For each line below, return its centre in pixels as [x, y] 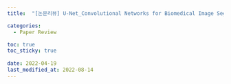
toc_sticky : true [32, 51]
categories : [24, 26]
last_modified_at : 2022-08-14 [51, 70]
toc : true [21, 44]
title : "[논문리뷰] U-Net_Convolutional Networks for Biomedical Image [111, 13]
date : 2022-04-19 [32, 64]
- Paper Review [35, 32]
